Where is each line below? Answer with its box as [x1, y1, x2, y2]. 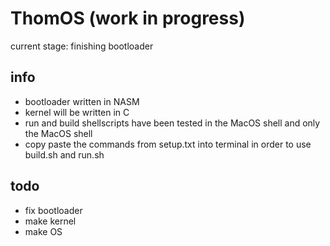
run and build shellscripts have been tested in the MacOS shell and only [24, 117, 321, 129]
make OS [24, 225, 63, 237]
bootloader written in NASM [24, 95, 140, 107]
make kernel [24, 215, 77, 227]
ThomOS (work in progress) [10, 7, 246, 30]
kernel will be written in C [24, 106, 130, 118]
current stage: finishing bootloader [10, 40, 154, 52]
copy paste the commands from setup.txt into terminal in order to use [24, 138, 312, 150]
